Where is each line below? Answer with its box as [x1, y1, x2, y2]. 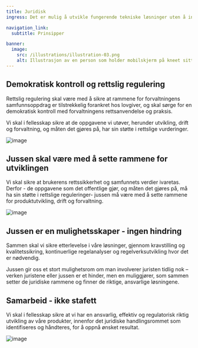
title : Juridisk [6, 8, 46, 15]
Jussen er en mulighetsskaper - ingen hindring [6, 226, 182, 236]
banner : [6, 41, 25, 47]
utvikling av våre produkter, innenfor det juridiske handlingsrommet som [6, 317, 181, 324]
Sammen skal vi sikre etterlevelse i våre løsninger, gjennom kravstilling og [6, 242, 185, 249]
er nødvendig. [6, 255, 40, 262]
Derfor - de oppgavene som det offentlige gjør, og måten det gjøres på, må [6, 185, 188, 192]
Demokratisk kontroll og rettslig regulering [6, 79, 166, 89]
